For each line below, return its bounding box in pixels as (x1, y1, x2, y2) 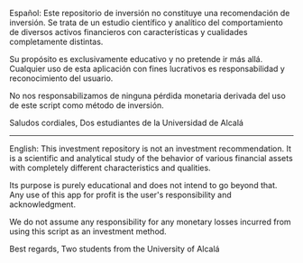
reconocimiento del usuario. (9, 73, 114, 84)
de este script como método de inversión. (9, 100, 164, 111)
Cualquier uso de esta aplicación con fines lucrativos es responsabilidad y (9, 63, 286, 74)
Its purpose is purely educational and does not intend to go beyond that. (9, 180, 278, 190)
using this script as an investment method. (9, 226, 167, 237)
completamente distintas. (9, 36, 104, 47)
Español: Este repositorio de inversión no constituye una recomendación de (9, 8, 290, 18)
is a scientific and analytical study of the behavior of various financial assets (9, 153, 293, 163)
